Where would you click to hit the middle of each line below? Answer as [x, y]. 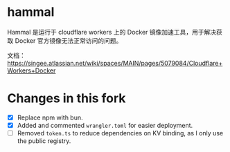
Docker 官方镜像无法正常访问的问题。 [69, 40]
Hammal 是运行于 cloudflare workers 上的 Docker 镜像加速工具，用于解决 [112, 32]
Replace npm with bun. [50, 117]
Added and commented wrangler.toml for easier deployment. [105, 125]
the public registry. [44, 141]
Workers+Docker [32, 70]
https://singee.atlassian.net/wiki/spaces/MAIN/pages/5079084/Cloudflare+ [115, 63]
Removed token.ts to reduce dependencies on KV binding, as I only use [120, 133]
